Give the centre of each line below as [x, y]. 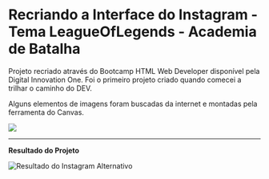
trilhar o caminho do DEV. [50, 88]
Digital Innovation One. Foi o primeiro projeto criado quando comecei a [125, 79]
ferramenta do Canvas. [46, 112]
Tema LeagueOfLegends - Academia [133, 32]
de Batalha [44, 49]
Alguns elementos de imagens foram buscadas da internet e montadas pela [133, 104]
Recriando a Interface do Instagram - [133, 15]
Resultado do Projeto [44, 150]
